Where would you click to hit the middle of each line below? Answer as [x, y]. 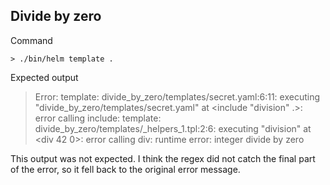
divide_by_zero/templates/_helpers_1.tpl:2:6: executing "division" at [173, 128]
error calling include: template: [98, 118]
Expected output [44, 77]
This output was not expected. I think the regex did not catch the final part [163, 158]
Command [31, 40]
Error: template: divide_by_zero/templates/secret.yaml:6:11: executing [177, 96]
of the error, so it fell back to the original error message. [125, 169]
